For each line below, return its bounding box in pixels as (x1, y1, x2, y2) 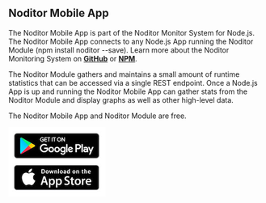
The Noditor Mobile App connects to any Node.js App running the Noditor (8, 36, 254, 46)
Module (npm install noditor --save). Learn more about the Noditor (8, 44, 230, 55)
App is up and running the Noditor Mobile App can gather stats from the (8, 87, 248, 96)
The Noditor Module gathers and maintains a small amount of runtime (8, 69, 240, 79)
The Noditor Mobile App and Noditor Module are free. (8, 111, 188, 121)
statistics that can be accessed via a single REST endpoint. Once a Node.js (8, 78, 258, 87)
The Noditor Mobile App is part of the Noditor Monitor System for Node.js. (8, 27, 255, 37)
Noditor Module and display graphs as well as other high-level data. (8, 95, 234, 104)
